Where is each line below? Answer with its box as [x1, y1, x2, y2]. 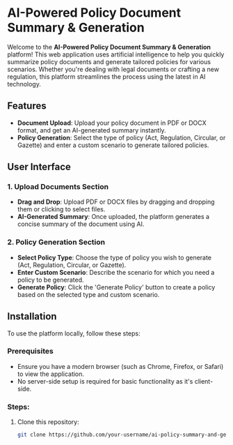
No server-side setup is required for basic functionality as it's [17, 377, 193, 385]
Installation [7, 310, 57, 322]
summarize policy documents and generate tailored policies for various [7, 57, 211, 66]
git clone [17, 431, 47, 439]
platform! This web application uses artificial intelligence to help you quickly [7, 50, 225, 59]
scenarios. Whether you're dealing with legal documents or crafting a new [7, 65, 219, 73]
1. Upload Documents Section [7, 182, 109, 192]
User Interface [7, 161, 72, 173]
